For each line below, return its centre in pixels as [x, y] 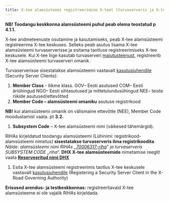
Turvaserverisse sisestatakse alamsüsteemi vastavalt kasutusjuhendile [78, 70]
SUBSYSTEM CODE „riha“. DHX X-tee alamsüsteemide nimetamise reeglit [82, 152]
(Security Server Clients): [31, 75]
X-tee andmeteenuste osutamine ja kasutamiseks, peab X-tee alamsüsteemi [84, 39]
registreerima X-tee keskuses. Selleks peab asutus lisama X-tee [71, 44]
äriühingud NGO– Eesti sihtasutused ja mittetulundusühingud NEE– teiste [88, 90]
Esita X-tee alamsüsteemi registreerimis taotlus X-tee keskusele [78, 167]
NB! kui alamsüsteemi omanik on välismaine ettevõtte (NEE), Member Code [83, 111]
